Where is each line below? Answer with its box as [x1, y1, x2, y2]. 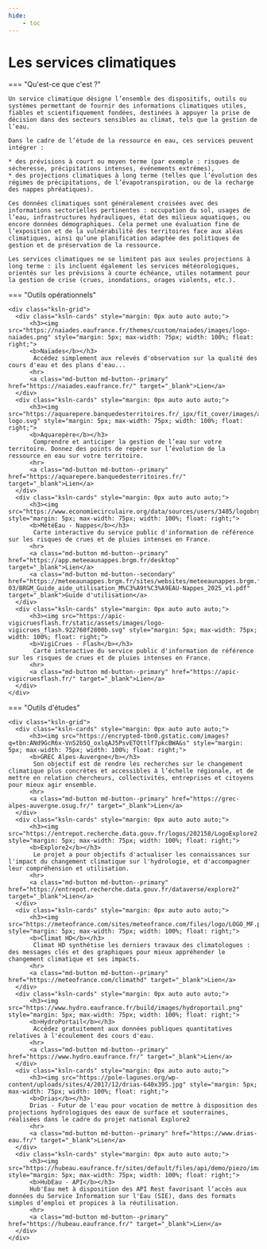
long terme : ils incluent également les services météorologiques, [8, 262, 240, 271]
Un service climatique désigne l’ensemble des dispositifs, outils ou [8, 95, 247, 104]
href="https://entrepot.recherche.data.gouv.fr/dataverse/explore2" [8, 886, 240, 894]
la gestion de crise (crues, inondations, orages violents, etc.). [8, 276, 237, 284]
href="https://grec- [172, 795, 240, 803]
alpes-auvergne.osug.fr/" [8, 802, 94, 810]
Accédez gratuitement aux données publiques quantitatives [33, 1025, 233, 1033]
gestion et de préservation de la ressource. [8, 241, 161, 249]
